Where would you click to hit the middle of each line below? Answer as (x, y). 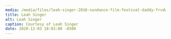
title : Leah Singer (26, 15)
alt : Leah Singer (24, 19)
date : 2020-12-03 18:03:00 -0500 (41, 29)
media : (12, 10)
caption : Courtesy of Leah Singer (42, 24)
